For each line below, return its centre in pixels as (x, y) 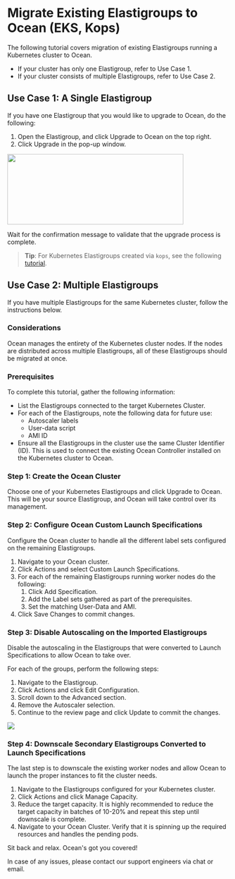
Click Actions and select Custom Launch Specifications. (99, 569)
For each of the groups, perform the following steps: (83, 669)
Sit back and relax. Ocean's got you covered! (72, 848)
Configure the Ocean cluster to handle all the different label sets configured (117, 540)
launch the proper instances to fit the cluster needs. (82, 776)
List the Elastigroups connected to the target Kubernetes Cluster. (112, 406)
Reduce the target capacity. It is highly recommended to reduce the (115, 804)
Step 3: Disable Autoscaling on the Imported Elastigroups (107, 632)
